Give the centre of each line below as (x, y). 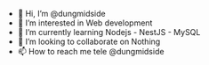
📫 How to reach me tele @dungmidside (91, 51)
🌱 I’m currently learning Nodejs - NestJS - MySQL (109, 32)
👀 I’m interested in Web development (85, 23)
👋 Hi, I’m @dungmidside (61, 14)
